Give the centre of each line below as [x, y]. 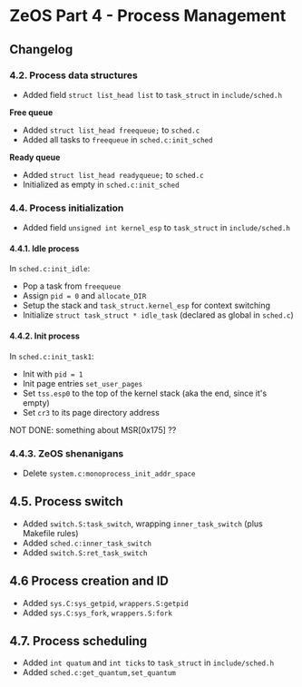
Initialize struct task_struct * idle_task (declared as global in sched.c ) [158, 315]
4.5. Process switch [67, 501]
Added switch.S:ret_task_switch [85, 552]
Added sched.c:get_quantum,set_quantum [99, 672]
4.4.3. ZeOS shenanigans [67, 453]
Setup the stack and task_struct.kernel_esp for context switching [146, 306]
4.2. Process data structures [73, 75]
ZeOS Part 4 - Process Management [148, 16]
